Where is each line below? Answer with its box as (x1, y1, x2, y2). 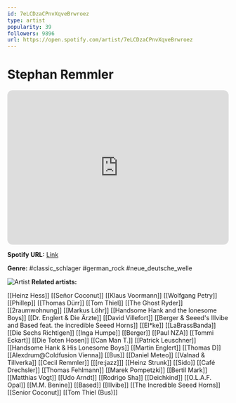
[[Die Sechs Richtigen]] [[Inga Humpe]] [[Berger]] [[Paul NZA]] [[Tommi (7, 329, 214, 337)
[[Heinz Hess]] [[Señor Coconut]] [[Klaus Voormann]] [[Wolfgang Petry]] (7, 291, 218, 300)
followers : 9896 (7, 29, 55, 37)
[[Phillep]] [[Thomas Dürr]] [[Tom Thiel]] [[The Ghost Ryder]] (7, 299, 183, 308)
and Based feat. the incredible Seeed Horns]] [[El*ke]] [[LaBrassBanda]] (7, 321, 216, 330)
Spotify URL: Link (7, 251, 59, 259)
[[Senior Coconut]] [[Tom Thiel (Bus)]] (7, 388, 118, 397)
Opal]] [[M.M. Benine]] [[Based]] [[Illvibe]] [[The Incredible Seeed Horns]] (7, 381, 221, 390)
